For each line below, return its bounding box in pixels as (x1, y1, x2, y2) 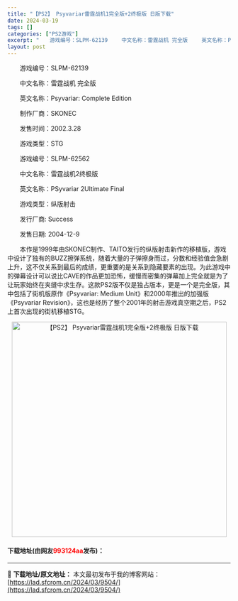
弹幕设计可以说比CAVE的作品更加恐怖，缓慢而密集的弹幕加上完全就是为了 (13, 271, 229, 280)
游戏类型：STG (19, 139, 64, 148)
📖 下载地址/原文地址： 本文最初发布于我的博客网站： (7, 570, 161, 579)
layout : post (7, 43, 46, 50)
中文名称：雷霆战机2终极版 (19, 170, 98, 178)
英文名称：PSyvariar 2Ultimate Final (19, 185, 125, 193)
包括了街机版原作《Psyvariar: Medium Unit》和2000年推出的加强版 (13, 289, 209, 298)
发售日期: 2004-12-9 (19, 230, 80, 238)
